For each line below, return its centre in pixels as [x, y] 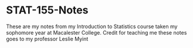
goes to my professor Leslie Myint [47, 39]
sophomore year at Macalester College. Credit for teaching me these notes [97, 32]
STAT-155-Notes [47, 10]
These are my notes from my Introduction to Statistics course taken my [92, 26]
